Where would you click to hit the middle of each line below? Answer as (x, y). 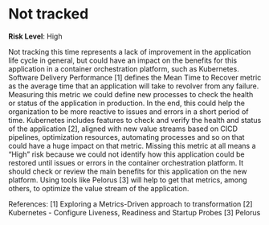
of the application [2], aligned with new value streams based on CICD (123, 129)
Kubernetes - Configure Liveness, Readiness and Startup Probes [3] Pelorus (134, 212)
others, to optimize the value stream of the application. (99, 188)
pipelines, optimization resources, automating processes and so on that (126, 137)
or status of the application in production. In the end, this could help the (126, 103)
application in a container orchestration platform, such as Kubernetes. (124, 68)
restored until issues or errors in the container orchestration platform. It (126, 162)
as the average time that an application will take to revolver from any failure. (134, 86)
